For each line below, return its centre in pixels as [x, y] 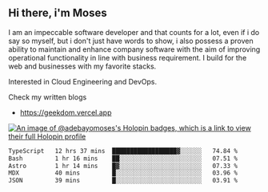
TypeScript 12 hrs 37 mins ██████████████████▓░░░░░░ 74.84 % [123, 151]
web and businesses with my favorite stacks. [82, 66]
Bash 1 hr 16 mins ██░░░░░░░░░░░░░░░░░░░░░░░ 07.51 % [123, 159]
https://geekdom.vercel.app [66, 112]
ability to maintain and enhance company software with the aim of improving [134, 49]
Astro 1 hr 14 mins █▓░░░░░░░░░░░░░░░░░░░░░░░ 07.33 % [123, 166]
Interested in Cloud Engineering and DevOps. [83, 81]
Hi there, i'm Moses [58, 13]
